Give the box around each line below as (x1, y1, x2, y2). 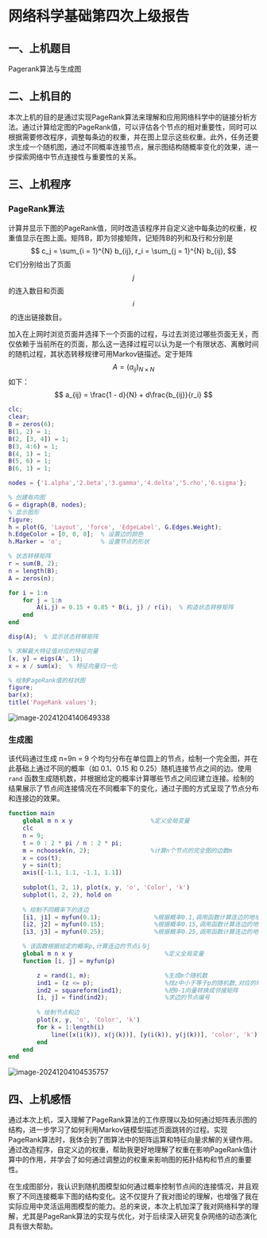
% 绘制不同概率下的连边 (22, 905, 89, 914)
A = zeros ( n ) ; (8, 574, 56, 582)
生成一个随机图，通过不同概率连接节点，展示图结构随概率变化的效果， (14, 142, 245, 151)
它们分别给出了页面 (8, 260, 72, 269)
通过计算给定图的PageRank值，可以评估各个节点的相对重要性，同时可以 (21, 122, 257, 131)
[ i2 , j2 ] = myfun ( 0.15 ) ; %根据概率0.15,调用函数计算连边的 (22, 920, 253, 928)
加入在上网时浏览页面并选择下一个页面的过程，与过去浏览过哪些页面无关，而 (8, 329, 259, 338)
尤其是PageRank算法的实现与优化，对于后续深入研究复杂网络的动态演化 (21, 1212, 257, 1221)
